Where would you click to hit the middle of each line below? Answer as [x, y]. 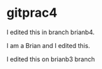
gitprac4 [32, 13]
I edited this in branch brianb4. [51, 32]
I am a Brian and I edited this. [48, 45]
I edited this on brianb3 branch [51, 59]
